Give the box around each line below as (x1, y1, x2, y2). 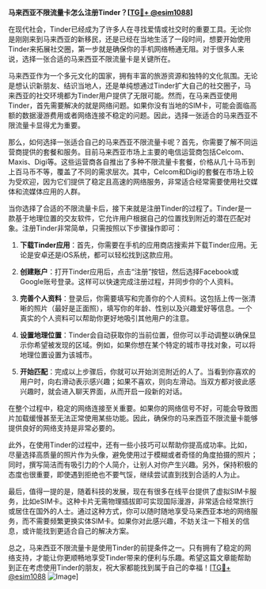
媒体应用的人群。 (28, 187, 85, 196)
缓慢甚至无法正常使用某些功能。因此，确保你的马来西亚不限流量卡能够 (28, 413, 258, 423)
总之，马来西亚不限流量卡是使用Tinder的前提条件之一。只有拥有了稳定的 (8, 543, 245, 553)
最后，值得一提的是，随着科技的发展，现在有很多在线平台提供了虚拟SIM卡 (8, 487, 250, 496)
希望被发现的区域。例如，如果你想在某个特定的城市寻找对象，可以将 (33, 340, 256, 349)
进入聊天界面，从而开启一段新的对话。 (61, 387, 187, 396)
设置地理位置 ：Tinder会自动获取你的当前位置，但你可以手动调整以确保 (19, 330, 249, 340)
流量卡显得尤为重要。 (14, 120, 85, 130)
